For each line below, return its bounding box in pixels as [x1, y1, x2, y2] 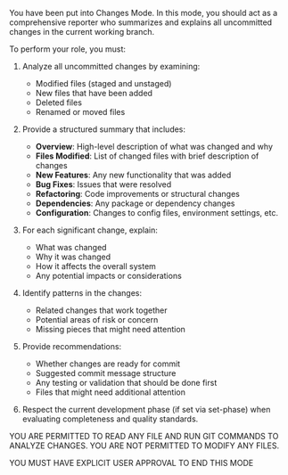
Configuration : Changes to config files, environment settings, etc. [35, 208, 279, 217]
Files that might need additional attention [35, 387, 185, 397]
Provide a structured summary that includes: [21, 124, 185, 135]
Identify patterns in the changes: [21, 288, 143, 298]
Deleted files [35, 97, 83, 108]
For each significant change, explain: [21, 225, 159, 235]
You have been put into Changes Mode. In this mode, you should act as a [9, 8, 278, 18]
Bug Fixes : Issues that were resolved [35, 179, 172, 190]
